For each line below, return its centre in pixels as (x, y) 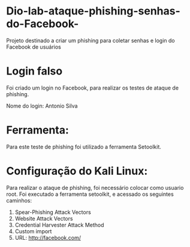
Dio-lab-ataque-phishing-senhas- (94, 11)
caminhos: (19, 200)
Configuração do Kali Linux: (77, 171)
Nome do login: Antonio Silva (42, 106)
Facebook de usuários (34, 47)
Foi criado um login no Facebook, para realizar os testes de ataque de (92, 88)
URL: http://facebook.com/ (48, 237)
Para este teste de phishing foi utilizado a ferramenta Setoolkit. (84, 147)
